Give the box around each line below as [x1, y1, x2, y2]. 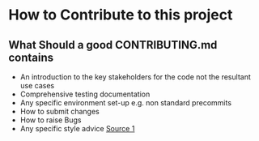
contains [8, 50, 54, 64]
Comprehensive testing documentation [19, 89, 151, 99]
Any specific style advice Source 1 [19, 124, 135, 133]
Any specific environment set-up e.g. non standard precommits [19, 98, 232, 107]
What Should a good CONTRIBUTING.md [8, 38, 218, 52]
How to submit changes [19, 107, 100, 116]
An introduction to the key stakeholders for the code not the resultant [19, 72, 251, 82]
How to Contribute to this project [8, 6, 233, 24]
